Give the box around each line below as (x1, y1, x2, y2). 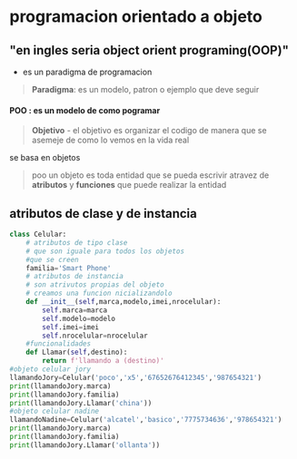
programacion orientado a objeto (9, 6, 263, 27)
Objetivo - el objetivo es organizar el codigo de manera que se (31, 125, 267, 136)
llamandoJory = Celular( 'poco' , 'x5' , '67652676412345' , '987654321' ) (9, 373, 262, 382)
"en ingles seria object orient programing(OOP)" (9, 43, 289, 58)
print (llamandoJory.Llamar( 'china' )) (9, 398, 153, 407)
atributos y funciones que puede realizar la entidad (31, 180, 227, 190)
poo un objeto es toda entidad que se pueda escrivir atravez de (31, 170, 270, 181)
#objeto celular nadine (9, 406, 100, 416)
